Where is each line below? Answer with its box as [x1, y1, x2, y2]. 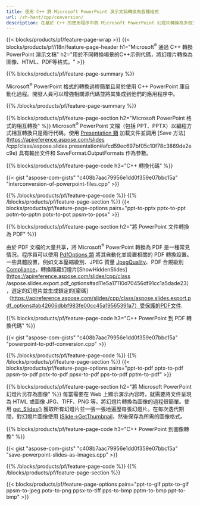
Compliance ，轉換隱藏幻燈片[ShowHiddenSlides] [6, 266, 127, 273]
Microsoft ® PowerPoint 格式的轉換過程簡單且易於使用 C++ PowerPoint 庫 [6, 82, 185, 90]
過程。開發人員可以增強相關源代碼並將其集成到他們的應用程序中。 [16, 90, 179, 97]
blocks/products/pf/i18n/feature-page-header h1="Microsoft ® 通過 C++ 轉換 [6, 42, 193, 51]
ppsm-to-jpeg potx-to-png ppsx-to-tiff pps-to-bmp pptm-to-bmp [6, 487, 167, 494]
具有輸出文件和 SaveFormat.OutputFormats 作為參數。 [18, 149, 152, 157]
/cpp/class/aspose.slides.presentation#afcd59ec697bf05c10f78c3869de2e [6, 142, 192, 149]
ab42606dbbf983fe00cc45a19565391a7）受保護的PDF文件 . [35, 302, 183, 309]
